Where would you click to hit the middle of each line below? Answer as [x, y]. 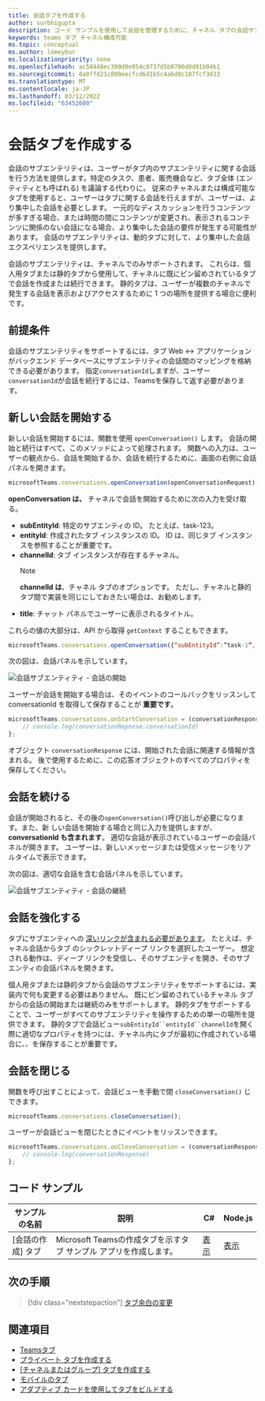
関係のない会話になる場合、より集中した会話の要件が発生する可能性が [143, 227]
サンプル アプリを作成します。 [122, 1251]
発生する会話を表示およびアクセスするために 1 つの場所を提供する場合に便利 [132, 293]
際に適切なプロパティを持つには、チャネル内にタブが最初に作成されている [129, 1034]
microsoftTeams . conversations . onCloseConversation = [97, 1147]
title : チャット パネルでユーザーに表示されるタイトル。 [108, 613]
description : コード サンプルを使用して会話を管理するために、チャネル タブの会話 [128, 30]
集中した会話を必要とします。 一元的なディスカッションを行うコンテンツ [132, 208]
